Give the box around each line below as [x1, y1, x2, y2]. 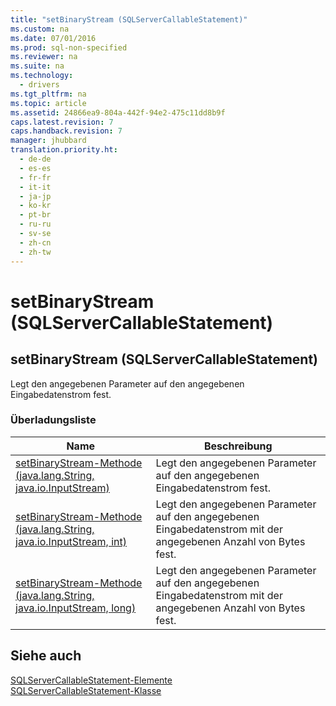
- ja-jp [19, 191, 52, 201]
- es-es [19, 163, 52, 173]
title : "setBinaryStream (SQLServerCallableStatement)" [10, 14, 248, 25]
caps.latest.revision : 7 [10, 117, 114, 127]
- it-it [19, 182, 52, 192]
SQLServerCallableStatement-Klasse [10, 684, 162, 696]
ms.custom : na [10, 24, 70, 34]
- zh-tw [19, 247, 52, 257]
